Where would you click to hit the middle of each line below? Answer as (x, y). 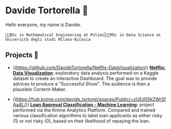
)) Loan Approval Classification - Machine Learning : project (90, 104)
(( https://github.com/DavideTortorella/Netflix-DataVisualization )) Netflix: (89, 67)
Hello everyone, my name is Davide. (43, 25)
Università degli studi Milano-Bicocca (48, 39)
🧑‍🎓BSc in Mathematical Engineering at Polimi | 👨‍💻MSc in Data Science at (83, 34)
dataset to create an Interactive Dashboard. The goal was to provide (85, 78)
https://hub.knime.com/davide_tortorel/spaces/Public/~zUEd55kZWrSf (91, 99)
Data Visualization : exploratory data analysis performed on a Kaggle (86, 73)
